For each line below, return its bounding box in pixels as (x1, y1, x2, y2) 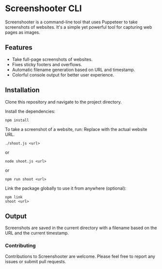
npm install (5, 118, 29, 123)
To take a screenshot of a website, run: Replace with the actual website (5, 126, 147, 132)
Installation (5, 86, 40, 94)
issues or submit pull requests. (5, 258, 66, 264)
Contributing (5, 242, 36, 249)
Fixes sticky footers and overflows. (12, 61, 82, 67)
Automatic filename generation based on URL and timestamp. (12, 67, 135, 72)
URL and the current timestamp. (5, 230, 69, 236)
